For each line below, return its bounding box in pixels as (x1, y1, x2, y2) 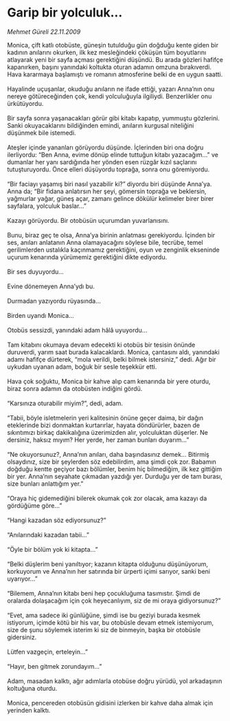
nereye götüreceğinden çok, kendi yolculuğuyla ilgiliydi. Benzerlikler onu (7, 92, 212, 100)
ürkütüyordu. (7, 99, 44, 107)
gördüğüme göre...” (7, 501, 62, 510)
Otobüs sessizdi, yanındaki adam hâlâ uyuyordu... (7, 325, 148, 334)
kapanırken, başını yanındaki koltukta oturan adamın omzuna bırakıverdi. (7, 63, 211, 71)
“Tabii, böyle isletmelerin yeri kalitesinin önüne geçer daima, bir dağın (7, 413, 204, 422)
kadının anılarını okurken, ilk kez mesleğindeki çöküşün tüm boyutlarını (7, 48, 207, 56)
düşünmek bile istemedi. (7, 129, 77, 137)
